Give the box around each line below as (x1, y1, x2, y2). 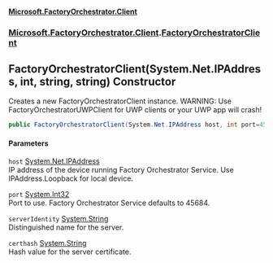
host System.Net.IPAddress (8, 156, 100, 166)
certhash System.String (8, 239, 87, 248)
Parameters (8, 138, 49, 148)
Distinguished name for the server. (8, 222, 124, 232)
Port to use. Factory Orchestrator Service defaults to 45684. (8, 198, 210, 208)
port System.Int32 (8, 190, 70, 199)
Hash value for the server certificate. (8, 247, 132, 256)
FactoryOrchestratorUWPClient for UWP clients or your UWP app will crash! (8, 105, 262, 115)
